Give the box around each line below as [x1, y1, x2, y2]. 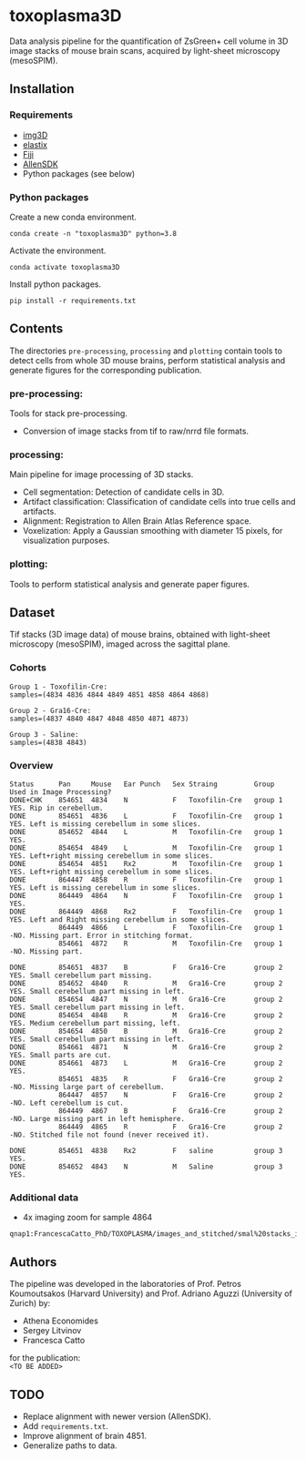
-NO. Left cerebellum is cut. [9, 1098, 125, 1108]
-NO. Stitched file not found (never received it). [9, 1130, 209, 1139]
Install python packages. [9, 279, 102, 290]
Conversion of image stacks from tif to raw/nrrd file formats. [22, 425, 249, 437]
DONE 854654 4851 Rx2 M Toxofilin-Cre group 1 [9, 860, 283, 869]
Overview [9, 759, 54, 771]
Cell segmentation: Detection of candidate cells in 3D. [22, 486, 225, 497]
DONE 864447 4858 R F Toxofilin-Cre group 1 [9, 875, 283, 884]
